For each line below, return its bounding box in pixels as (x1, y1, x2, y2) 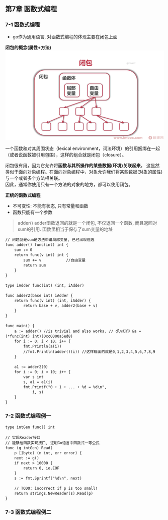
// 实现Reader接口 (5, 435, 41, 440)
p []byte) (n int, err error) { (14, 451, 82, 456)
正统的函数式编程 (5, 192, 41, 198)
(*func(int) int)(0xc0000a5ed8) (5, 334, 73, 339)
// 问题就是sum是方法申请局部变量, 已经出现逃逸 (5, 237, 95, 242)
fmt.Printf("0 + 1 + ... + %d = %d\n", (23, 385, 107, 390)
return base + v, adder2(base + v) (23, 303, 98, 308)
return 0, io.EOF (23, 466, 59, 471)
